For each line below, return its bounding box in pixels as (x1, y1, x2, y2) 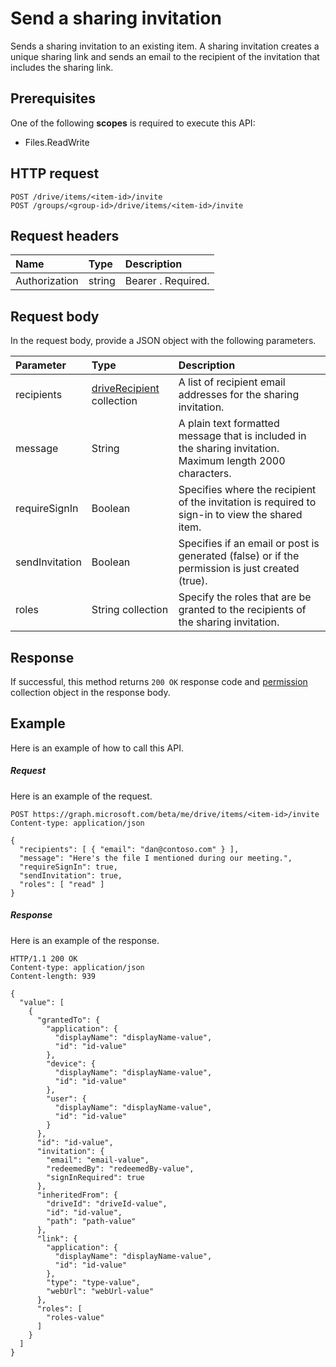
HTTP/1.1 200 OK (10, 953, 78, 964)
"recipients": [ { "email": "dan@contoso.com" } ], (19, 844, 240, 854)
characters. (178, 467, 232, 481)
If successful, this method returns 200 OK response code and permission (10, 676, 308, 687)
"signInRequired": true (46, 1172, 145, 1182)
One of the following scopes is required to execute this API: (10, 117, 256, 129)
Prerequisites (10, 90, 96, 107)
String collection (91, 603, 169, 617)
